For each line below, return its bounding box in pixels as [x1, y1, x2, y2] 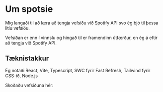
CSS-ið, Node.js [5, 73, 38, 79]
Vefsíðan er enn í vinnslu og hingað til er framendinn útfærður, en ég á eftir [5, 35, 158, 41]
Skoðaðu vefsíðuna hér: [5, 82, 54, 88]
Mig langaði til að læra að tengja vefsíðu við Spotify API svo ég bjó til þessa [5, 20, 159, 26]
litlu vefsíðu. [5, 25, 30, 31]
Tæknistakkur [5, 54, 49, 63]
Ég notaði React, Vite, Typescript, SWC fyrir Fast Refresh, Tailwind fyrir [5, 67, 151, 73]
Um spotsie [5, 3, 53, 15]
